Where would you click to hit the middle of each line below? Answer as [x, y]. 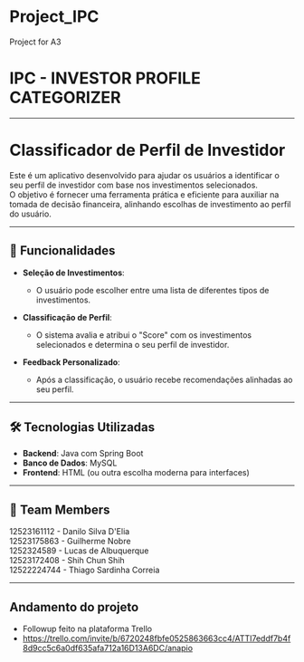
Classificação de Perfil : [67, 317]
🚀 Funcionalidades [62, 251]
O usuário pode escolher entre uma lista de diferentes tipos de [152, 290]
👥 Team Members [60, 509]
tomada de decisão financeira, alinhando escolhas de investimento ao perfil [150, 204]
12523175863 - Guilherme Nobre [70, 542]
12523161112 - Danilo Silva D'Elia [70, 532]
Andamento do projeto [74, 607]
